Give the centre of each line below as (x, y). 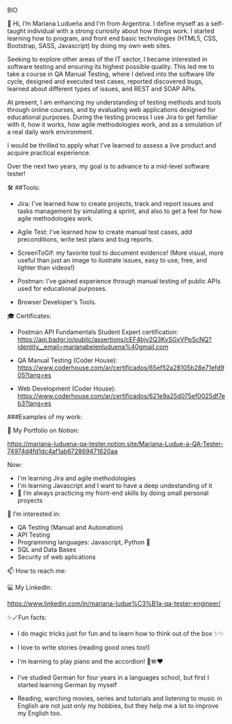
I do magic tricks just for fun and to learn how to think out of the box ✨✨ (121, 633)
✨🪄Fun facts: (27, 617)
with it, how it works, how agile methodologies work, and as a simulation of (115, 124)
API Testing (34, 535)
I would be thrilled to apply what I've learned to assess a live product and (112, 145)
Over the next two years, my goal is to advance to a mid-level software (108, 166)
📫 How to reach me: (37, 571)
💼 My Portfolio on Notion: (43, 430)
